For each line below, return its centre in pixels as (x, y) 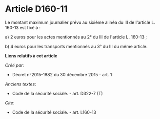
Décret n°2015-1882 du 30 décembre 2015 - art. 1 (62, 74)
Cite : (10, 102)
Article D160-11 (36, 9)
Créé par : (15, 65)
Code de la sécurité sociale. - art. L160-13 (54, 112)
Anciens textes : (21, 84)
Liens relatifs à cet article (31, 56)
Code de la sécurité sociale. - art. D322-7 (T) (58, 93)
